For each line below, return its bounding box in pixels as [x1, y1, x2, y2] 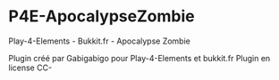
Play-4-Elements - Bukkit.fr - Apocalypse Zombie [8, 36, 191, 46]
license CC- [8, 62, 53, 73]
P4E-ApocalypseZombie [8, 6, 195, 27]
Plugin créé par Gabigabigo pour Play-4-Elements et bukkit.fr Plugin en [8, 52, 271, 63]
